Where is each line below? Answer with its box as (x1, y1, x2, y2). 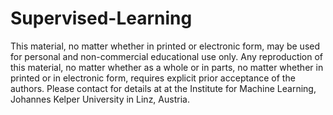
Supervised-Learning (10, 7, 193, 30)
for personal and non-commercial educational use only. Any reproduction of (10, 50, 324, 62)
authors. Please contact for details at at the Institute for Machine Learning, (10, 82, 317, 94)
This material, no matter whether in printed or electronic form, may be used (10, 40, 321, 52)
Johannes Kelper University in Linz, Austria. (10, 93, 190, 105)
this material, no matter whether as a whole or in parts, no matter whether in (10, 61, 324, 73)
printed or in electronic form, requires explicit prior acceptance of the (10, 72, 296, 84)
